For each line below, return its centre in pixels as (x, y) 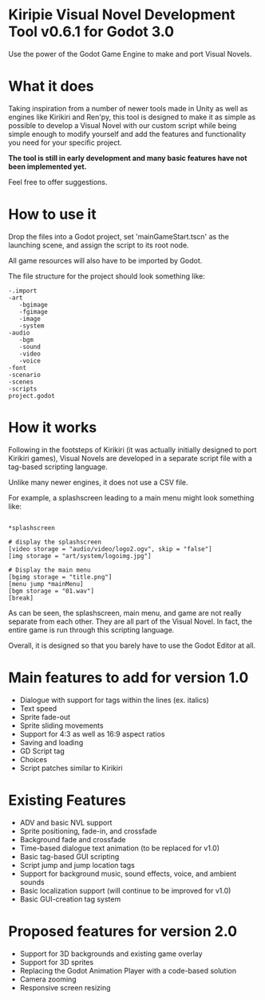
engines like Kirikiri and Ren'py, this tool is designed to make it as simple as (132, 117)
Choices (34, 759)
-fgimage (33, 311)
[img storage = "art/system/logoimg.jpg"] (80, 556)
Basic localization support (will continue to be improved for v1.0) (125, 890)
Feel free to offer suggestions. (58, 182)
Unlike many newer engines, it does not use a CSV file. (98, 482)
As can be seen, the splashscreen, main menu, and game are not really (125, 612)
